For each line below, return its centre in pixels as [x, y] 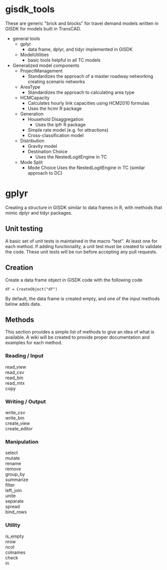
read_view [16, 367]
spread [13, 507]
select [12, 453]
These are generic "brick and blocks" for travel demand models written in [82, 23]
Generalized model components [46, 65]
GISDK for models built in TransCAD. [43, 28]
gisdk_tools [30, 9]
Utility [13, 525]
